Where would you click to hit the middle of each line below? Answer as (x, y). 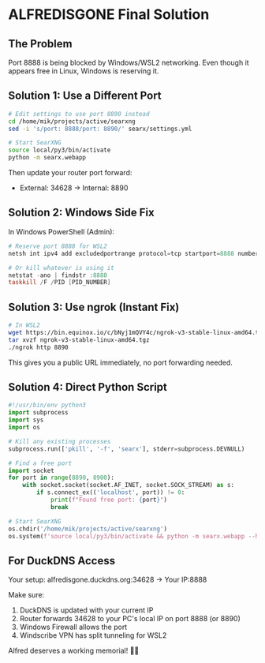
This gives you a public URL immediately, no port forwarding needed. (120, 362)
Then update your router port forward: (70, 173)
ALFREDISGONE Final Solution (109, 15)
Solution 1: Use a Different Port (85, 96)
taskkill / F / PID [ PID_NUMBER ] (60, 283)
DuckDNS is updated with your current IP (86, 610)
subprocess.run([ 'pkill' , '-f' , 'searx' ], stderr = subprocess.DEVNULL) (127, 449)
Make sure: (26, 595)
